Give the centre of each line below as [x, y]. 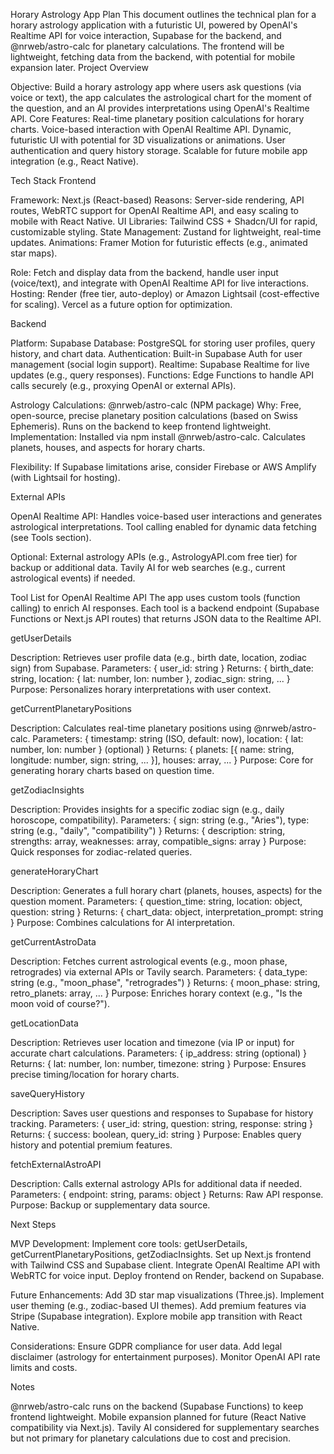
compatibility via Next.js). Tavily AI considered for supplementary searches [165, 1427]
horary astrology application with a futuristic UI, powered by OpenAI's [154, 25]
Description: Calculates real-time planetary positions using [131, 728]
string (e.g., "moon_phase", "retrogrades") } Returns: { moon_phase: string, [165, 982]
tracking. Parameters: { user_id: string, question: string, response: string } [162, 1123]
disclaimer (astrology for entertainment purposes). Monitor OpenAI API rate [165, 1357]
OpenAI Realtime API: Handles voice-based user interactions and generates [166, 516]
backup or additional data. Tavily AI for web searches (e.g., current [148, 567]
